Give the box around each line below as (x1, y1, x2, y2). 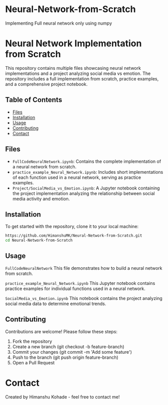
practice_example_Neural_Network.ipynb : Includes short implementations (12, 169, 163, 175)
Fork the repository (12, 338, 53, 344)
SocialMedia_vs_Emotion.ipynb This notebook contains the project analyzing (5, 295, 163, 301)
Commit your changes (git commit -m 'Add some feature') (12, 349, 132, 355)
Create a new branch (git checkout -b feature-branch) (12, 343, 124, 350)
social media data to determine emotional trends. (5, 300, 106, 307)
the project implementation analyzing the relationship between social (12, 190, 155, 196)
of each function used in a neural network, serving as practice (12, 174, 141, 180)
